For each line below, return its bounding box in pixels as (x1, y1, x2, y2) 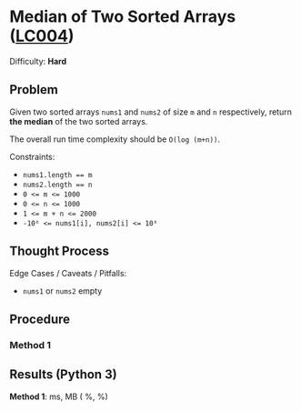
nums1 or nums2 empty (22, 285, 103, 296)
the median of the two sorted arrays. (9, 115, 148, 126)
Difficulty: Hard (9, 55, 67, 66)
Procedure (9, 311, 71, 326)
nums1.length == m (22, 170, 93, 179)
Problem (9, 82, 59, 97)
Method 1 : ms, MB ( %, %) (9, 391, 108, 402)
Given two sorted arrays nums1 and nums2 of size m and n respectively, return (9, 106, 293, 117)
